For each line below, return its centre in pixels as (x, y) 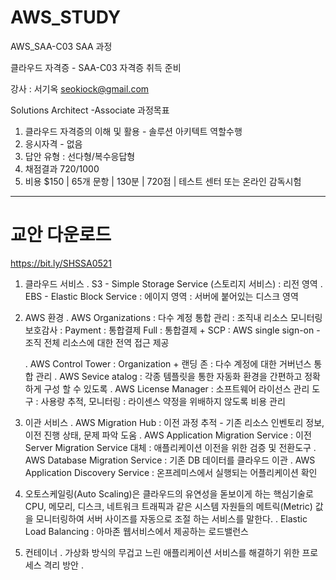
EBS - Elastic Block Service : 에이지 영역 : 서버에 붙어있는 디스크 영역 (161, 296)
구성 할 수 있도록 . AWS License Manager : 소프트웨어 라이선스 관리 (176, 388)
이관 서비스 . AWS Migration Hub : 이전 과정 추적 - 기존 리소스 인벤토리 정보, (174, 422)
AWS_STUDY (66, 17)
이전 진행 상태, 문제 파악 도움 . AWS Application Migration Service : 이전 (168, 435)
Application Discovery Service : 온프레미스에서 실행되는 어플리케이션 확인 (171, 472)
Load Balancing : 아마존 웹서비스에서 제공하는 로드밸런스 (136, 531)
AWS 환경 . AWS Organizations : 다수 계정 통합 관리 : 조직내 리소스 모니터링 (173, 317)
